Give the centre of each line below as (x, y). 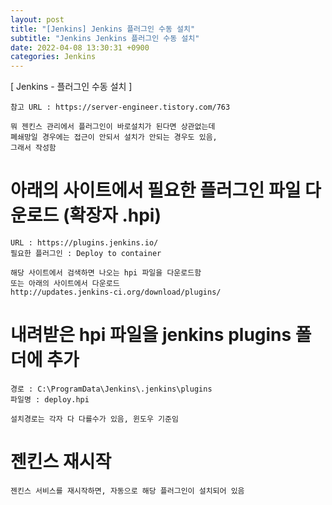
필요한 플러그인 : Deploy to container (86, 254)
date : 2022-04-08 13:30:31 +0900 (80, 47)
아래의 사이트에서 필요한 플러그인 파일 (156, 190)
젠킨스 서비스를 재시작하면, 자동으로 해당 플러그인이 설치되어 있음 (127, 491)
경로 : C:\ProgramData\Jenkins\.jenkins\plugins (111, 389)
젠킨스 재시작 (61, 462)
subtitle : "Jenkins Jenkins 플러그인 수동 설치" (105, 38)
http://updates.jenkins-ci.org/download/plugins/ (116, 292)
